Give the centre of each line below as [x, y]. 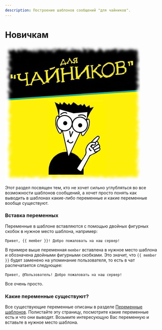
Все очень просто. [24, 283]
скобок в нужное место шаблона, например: [52, 231]
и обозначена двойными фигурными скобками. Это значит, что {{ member [81, 255]
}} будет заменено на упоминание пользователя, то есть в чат [70, 260]
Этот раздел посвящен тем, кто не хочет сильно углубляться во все [76, 187]
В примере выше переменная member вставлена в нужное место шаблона [81, 249]
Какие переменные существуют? [47, 296]
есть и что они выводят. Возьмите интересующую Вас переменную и [77, 317]
